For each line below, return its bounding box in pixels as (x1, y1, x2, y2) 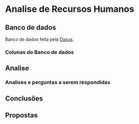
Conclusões (5, 94, 43, 103)
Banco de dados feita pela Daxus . (5, 36, 74, 42)
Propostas (5, 111, 38, 120)
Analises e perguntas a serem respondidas (5, 79, 111, 86)
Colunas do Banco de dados (5, 49, 74, 56)
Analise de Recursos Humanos (5, 3, 135, 15)
